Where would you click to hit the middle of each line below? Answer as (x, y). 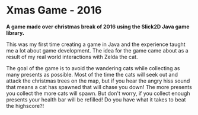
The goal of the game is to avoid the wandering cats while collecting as (93, 68)
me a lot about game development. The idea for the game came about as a (97, 50)
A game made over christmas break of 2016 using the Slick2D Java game (98, 27)
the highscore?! (25, 106)
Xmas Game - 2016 (54, 10)
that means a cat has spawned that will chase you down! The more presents (99, 87)
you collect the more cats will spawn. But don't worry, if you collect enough (98, 93)
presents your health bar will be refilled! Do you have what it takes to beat (96, 99)
